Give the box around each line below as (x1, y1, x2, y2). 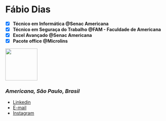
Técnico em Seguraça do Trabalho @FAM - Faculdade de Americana (12, 27, 161, 32)
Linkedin (12, 99, 31, 106)
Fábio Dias (5, 4, 51, 15)
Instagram (12, 110, 34, 116)
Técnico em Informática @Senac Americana (12, 21, 109, 27)
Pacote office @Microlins (12, 38, 68, 44)
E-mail (12, 105, 27, 111)
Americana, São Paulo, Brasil (5, 88, 80, 95)
